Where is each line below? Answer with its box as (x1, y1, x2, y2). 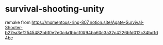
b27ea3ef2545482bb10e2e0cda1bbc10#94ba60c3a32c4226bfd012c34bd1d (5, 30, 158, 35)
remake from (5, 19, 31, 25)
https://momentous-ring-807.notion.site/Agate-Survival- (31, 19, 144, 25)
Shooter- (5, 24, 23, 30)
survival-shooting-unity (5, 3, 104, 15)
